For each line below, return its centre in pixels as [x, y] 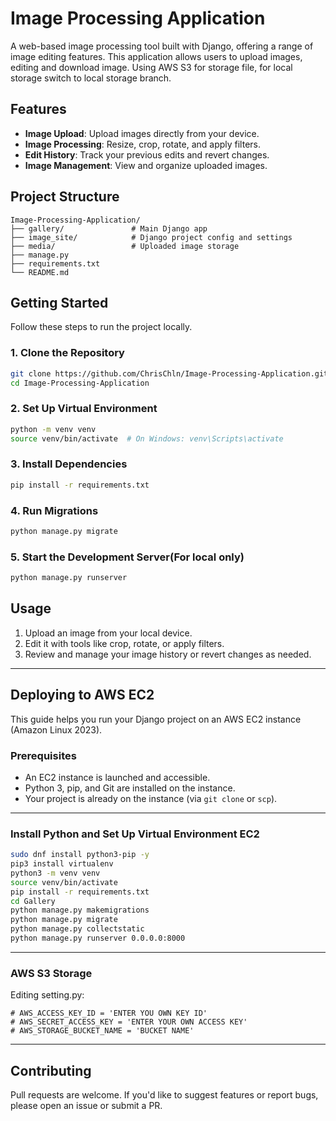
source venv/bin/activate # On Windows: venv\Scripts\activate [147, 438]
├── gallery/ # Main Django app [109, 228]
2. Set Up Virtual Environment [84, 409]
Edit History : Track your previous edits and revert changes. [147, 154]
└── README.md [40, 272]
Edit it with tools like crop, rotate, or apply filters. [124, 643]
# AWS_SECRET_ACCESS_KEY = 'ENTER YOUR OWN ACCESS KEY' [129, 1022]
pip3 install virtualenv [62, 864]
